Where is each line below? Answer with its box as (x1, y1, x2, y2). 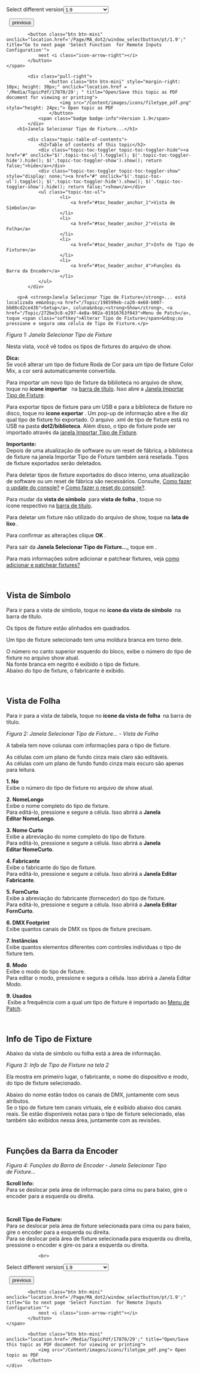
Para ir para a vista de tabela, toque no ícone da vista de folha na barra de (6, 712, 192, 719)
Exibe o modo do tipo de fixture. (6, 968, 86, 975)
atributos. (6, 1098, 30, 1105)
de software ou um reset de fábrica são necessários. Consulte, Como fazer (6, 478, 192, 484)
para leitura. (6, 766, 36, 773)
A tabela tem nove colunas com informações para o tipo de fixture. (6, 742, 171, 749)
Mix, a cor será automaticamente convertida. (6, 367, 117, 374)
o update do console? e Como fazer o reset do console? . (6, 484, 146, 491)
